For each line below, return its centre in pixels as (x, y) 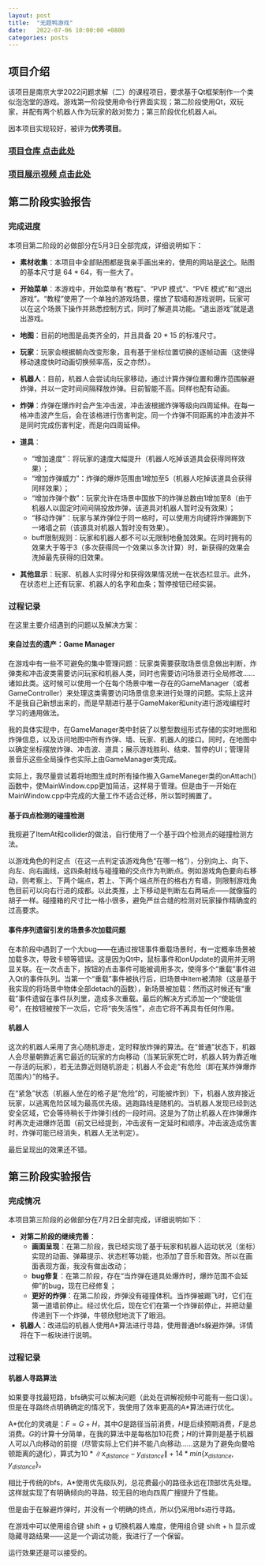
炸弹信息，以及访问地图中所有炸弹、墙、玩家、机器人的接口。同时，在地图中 (132, 740)
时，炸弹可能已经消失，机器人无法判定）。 (76, 1132)
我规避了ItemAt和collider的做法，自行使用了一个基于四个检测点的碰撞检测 (127, 835)
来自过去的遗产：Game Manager (62, 644)
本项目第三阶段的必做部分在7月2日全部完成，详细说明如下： (106, 1220)
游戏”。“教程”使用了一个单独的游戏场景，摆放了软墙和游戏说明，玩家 (131, 298)
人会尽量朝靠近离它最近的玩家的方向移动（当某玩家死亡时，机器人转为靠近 (129, 1056)
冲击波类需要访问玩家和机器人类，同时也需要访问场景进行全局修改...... (142, 674)
